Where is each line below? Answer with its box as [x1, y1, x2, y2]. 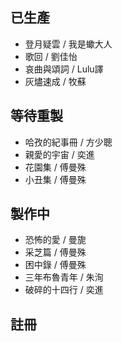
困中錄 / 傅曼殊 [24, 259, 87, 271]
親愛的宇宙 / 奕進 [24, 148, 95, 160]
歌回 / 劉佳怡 [24, 50, 78, 62]
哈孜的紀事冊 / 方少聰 [24, 136, 113, 148]
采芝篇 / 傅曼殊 [24, 246, 87, 258]
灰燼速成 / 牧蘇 [24, 75, 87, 87]
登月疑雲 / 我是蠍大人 [24, 38, 113, 50]
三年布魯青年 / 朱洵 [24, 271, 104, 283]
